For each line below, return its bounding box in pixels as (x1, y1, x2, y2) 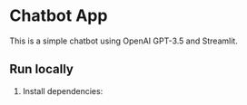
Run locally (9, 62, 74, 77)
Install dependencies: (22, 85, 104, 96)
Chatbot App (9, 5, 108, 26)
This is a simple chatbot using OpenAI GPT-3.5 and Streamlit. (9, 35, 238, 46)
